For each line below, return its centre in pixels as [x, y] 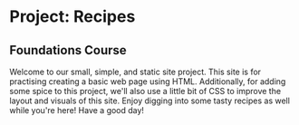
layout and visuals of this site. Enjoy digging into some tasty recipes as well [149, 101]
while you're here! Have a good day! [77, 110]
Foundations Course [68, 50]
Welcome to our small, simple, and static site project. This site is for [135, 72]
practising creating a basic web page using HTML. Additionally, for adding [148, 82]
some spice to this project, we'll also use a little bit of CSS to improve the [145, 91]
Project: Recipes [72, 17]
